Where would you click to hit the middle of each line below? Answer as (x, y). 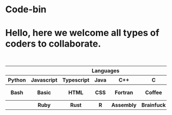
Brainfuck (154, 105)
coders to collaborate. (53, 44)
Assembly (124, 105)
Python (17, 80)
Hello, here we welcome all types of (82, 33)
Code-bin (26, 9)
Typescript (76, 80)
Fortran (124, 92)
